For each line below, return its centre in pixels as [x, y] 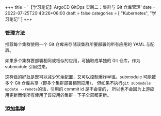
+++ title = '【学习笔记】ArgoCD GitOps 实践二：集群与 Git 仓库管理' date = [80, 7]
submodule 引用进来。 [27, 67]
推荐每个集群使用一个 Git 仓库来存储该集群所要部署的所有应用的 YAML [75, 44]
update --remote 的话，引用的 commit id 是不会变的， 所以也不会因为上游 [78, 89]
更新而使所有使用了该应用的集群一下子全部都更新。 [60, 95]
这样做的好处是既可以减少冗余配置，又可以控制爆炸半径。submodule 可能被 [80, 77]
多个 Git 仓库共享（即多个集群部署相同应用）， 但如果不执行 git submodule [78, 83]
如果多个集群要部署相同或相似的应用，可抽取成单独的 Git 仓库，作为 [73, 61]
